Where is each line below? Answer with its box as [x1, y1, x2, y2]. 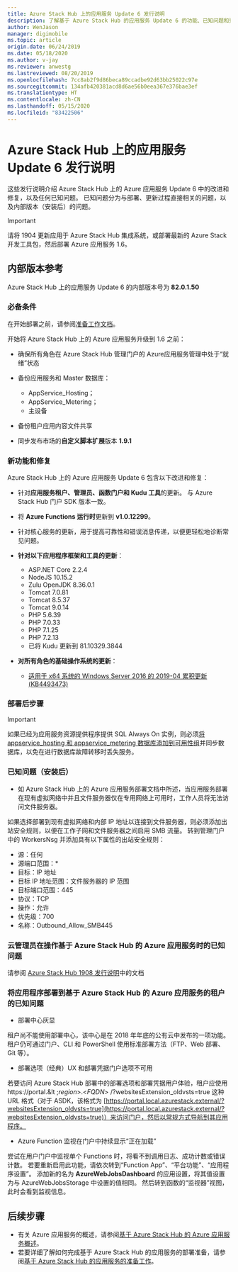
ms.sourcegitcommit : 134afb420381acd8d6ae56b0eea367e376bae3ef [7, 83, 198, 90]
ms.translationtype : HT [7, 89, 78, 96]
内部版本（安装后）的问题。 [13, 202, 94, 210]
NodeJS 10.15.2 [28, 573, 73, 582]
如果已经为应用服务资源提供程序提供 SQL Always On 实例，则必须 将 [7, 730, 205, 738]
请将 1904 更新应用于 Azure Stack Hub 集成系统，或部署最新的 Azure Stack [7, 231, 227, 240]
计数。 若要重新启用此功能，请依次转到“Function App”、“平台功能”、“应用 [7, 1161, 223, 1169]
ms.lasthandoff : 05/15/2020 [7, 103, 91, 110]
